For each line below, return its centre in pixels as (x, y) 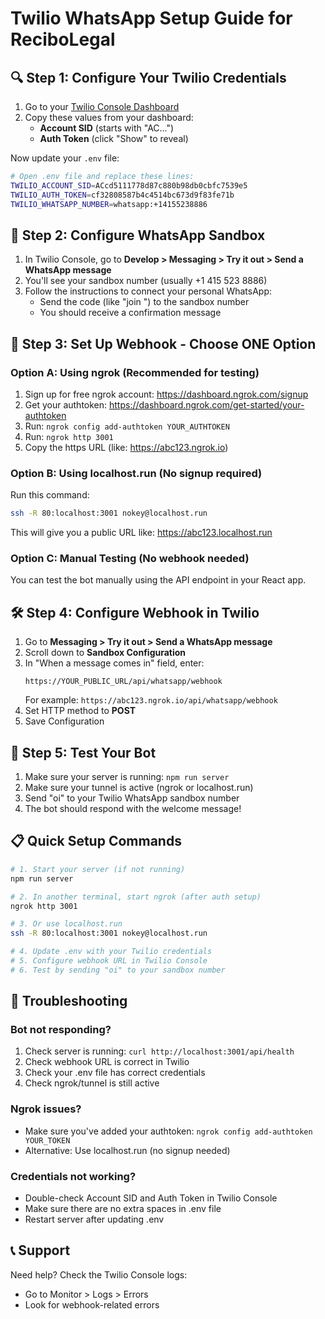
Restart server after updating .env (94, 1219)
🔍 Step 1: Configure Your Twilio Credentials (148, 77)
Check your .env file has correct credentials (115, 1073)
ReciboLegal (63, 39)
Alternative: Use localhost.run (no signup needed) (127, 1150)
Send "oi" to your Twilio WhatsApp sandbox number (132, 798)
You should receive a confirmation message (130, 313)
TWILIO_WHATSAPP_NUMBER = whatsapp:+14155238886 (109, 204)
